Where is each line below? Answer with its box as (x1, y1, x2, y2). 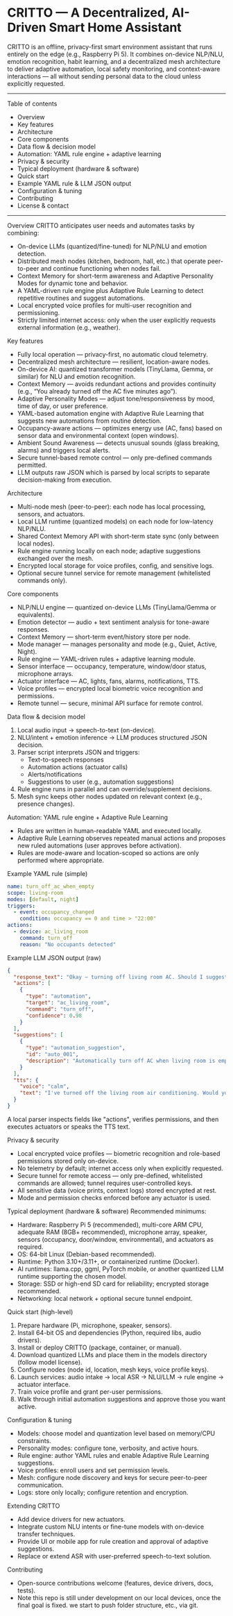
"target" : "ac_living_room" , (25, 1000, 110, 1007)
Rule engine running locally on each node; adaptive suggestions (17, 546, 201, 555)
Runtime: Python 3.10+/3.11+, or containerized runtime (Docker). (17, 1257, 200, 1265)
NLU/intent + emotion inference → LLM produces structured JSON (17, 733, 208, 741)
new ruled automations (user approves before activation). (17, 841, 182, 850)
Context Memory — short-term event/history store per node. (17, 632, 191, 641)
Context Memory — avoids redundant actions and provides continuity (17, 380, 216, 388)
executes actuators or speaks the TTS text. (7, 1122, 130, 1131)
